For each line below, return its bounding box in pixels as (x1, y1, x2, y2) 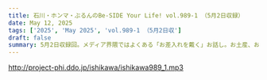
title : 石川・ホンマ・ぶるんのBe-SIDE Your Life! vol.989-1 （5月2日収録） (8, 11, 245, 20)
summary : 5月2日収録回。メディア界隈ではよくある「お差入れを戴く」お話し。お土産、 (8, 41, 254, 49)
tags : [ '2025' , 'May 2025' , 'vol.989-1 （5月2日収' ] (8, 26, 182, 34)
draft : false (8, 33, 52, 42)
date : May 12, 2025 (8, 19, 73, 27)
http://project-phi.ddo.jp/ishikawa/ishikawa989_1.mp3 (8, 63, 184, 72)
